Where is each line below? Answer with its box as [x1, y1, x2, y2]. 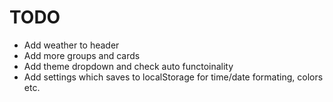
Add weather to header [23, 39, 120, 51]
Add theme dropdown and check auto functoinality [23, 60, 234, 72]
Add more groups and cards [23, 49, 141, 61]
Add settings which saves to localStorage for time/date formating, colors [23, 71, 324, 83]
